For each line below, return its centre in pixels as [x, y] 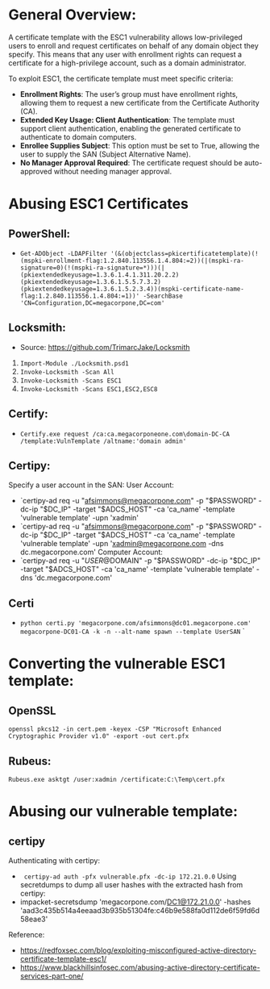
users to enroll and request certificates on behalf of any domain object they [134, 45]
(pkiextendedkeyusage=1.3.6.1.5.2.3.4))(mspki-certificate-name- [132, 289]
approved [36, 171]
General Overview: [73, 15]
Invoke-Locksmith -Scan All [67, 372]
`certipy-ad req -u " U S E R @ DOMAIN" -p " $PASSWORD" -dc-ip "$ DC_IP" [140, 561]
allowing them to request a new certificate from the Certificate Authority [139, 102]
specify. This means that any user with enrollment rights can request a [125, 54]
